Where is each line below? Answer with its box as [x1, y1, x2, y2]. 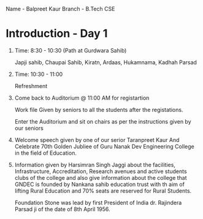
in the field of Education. [14, 149, 77, 157]
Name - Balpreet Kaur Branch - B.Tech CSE [6, 6, 115, 12]
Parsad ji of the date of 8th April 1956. [14, 205, 111, 213]
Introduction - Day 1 [6, 27, 108, 40]
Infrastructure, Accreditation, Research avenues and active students [14, 168, 188, 175]
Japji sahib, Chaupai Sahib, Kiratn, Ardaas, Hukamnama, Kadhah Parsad [14, 58, 197, 66]
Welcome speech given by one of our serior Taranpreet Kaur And [14, 136, 180, 143]
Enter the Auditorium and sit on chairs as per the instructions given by [14, 117, 191, 125]
